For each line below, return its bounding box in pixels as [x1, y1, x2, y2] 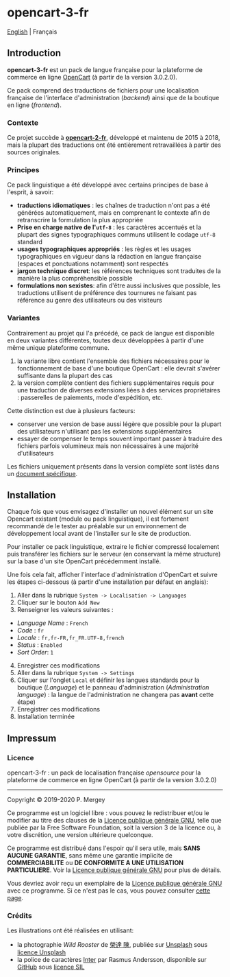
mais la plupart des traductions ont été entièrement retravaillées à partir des [7, 141, 221, 149]
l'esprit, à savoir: [7, 188, 54, 196]
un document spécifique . [7, 469, 78, 478]
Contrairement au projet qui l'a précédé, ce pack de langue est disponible [7, 329, 215, 337]
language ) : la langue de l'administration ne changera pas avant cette [16, 691, 214, 699]
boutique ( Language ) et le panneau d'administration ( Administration [16, 683, 209, 692]
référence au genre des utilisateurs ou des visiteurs [16, 296, 162, 305]
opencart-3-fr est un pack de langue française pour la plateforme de [7, 65, 203, 73]
